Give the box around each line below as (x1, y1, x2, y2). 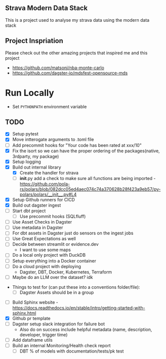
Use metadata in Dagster (12, 224, 63, 230)
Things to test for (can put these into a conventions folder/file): (12, 284, 140, 290)
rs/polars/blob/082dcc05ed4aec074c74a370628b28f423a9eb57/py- (19, 186, 161, 192)
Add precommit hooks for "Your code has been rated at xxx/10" (12, 142, 142, 148)
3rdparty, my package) (12, 153, 59, 159)
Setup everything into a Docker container (12, 258, 96, 264)
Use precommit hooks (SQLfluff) (19, 214, 86, 220)
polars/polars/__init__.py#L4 (19, 191, 77, 197)
